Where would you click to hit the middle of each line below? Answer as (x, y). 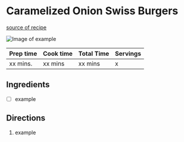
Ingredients (28, 85)
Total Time (94, 53)
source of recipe (26, 27)
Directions (26, 118)
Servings (128, 53)
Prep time (23, 53)
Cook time (58, 53)
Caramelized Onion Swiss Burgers (92, 11)
